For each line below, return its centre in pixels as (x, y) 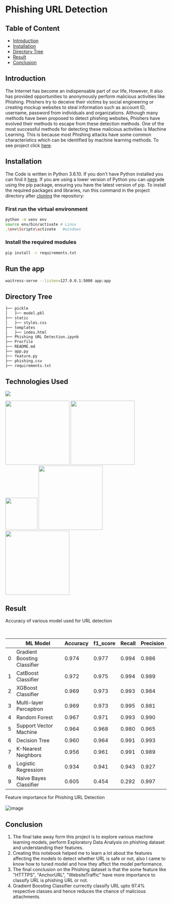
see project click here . (29, 145)
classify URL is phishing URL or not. (50, 880)
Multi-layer (30, 702)
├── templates (20, 327)
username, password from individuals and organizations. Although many (82, 113)
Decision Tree (33, 740)
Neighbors (29, 755)
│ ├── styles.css (26, 323)
